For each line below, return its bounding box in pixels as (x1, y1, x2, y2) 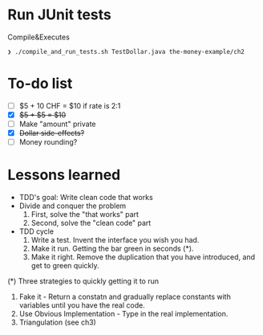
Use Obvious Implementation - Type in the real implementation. (18, 309, 229, 319)
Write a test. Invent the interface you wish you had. (30, 235, 200, 245)
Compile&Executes (7, 32, 70, 42)
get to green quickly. (30, 261, 99, 271)
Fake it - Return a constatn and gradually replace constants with (18, 292, 232, 302)
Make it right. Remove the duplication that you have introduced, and (30, 252, 256, 262)
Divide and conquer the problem (18, 201, 127, 210)
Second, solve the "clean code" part (30, 219, 152, 228)
